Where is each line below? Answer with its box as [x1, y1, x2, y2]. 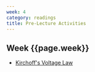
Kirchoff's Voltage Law [15, 59, 74, 67]
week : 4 [6, 9, 26, 15]
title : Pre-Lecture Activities [6, 20, 86, 26]
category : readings [6, 15, 56, 21]
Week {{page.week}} [6, 43, 89, 53]
